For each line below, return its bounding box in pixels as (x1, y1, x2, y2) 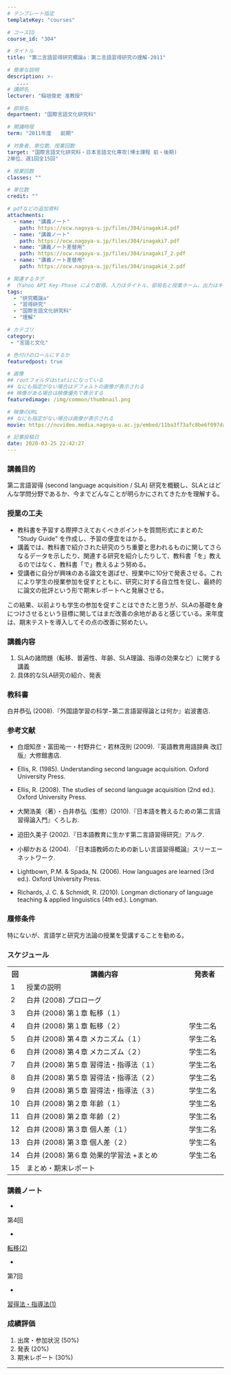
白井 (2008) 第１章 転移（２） (26, 1021, 124, 1031)
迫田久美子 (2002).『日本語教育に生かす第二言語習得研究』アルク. (16, 831, 205, 839)
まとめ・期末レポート (26, 1163, 96, 1173)
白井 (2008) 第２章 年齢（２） (26, 1112, 124, 1121)
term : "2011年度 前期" (7, 130, 74, 137)
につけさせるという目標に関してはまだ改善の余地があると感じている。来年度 (7, 609, 224, 618)
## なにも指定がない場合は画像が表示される (7, 415, 114, 422)
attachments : (7, 212, 45, 218)
